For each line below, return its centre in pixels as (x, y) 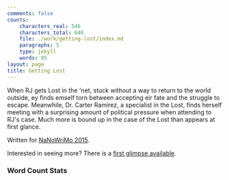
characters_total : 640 (52, 33)
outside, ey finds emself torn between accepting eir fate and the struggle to (113, 97)
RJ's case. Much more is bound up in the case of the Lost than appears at (111, 119)
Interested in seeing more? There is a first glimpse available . (92, 153)
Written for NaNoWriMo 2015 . (49, 140)
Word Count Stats (37, 170)
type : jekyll (38, 52)
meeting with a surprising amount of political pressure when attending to (109, 112)
